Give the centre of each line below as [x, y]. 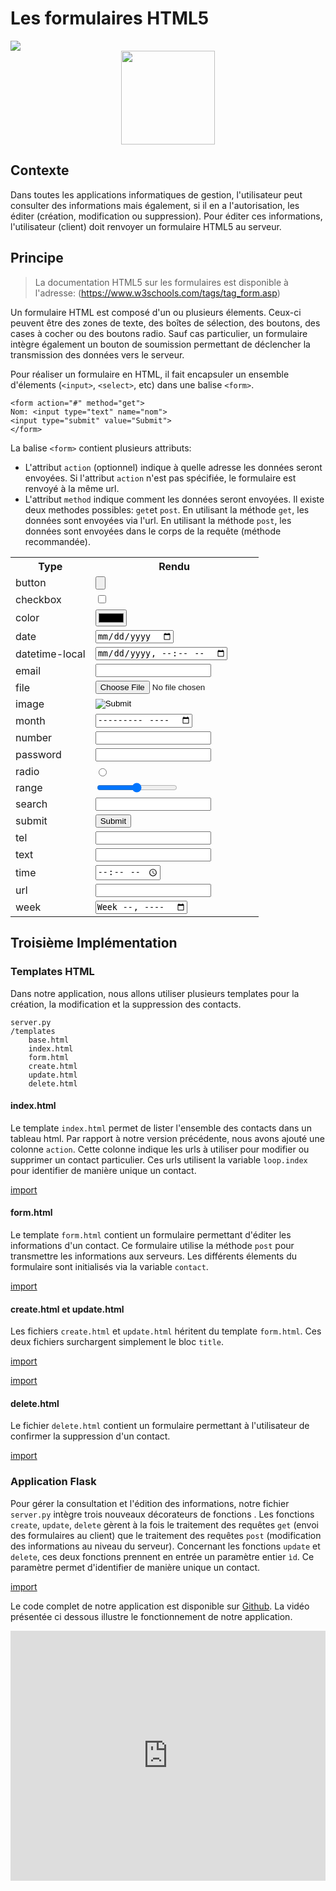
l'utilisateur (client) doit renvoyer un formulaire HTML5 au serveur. [146, 226]
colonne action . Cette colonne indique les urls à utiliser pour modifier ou [160, 1149]
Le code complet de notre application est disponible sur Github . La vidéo [160, 1606]
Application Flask [53, 1482]
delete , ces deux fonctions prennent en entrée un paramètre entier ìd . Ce [162, 1556]
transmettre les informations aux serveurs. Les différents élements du [154, 1256]
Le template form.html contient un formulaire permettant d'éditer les [151, 1234]
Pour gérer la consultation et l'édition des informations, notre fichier [150, 1503]
